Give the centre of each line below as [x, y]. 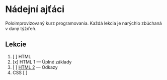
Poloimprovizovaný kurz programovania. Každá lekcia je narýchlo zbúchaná [83, 23]
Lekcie [16, 45]
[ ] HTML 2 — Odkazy [35, 67]
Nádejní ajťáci [35, 9]
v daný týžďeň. [21, 28]
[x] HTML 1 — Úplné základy [42, 62]
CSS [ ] [20, 72]
